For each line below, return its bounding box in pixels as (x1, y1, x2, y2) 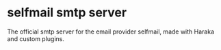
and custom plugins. (7, 34, 65, 42)
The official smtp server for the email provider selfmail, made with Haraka (7, 27, 214, 36)
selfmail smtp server (7, 5, 127, 21)
